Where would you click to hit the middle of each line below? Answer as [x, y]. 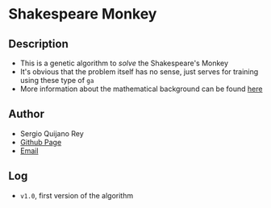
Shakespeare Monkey [83, 14]
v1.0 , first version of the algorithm [77, 195]
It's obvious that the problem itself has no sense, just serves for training [139, 72]
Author [26, 114]
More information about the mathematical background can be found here [141, 89]
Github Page [41, 142]
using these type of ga [57, 80]
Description [38, 44]
